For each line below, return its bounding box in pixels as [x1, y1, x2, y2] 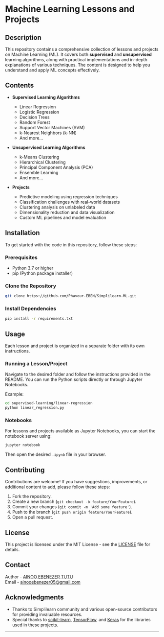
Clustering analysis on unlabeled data [19, 204, 95, 210]
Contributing [5, 466, 45, 474]
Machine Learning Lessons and [5, 3, 135, 15]
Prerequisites [5, 254, 38, 260]
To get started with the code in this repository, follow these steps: [5, 241, 137, 248]
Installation [5, 229, 40, 237]
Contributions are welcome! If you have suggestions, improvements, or [5, 479, 148, 485]
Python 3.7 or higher [12, 265, 54, 271]
